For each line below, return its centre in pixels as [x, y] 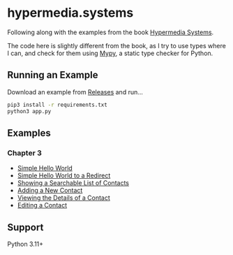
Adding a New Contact [50, 191]
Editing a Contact [42, 205]
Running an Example [53, 75]
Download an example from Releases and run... [75, 92]
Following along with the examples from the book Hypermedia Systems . [111, 32]
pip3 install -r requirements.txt [58, 105]
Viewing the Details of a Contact [63, 198]
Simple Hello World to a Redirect [64, 175]
